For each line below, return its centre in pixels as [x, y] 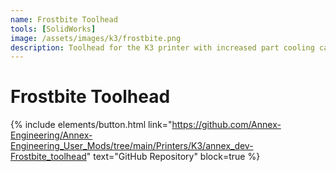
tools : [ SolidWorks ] [53, 29]
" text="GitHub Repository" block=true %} [173, 157]
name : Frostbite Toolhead [64, 19]
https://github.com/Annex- [226, 125]
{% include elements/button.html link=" [91, 125]
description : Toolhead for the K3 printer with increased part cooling [162, 47]
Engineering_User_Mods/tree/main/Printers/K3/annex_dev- [132, 146]
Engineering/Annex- [51, 135]
